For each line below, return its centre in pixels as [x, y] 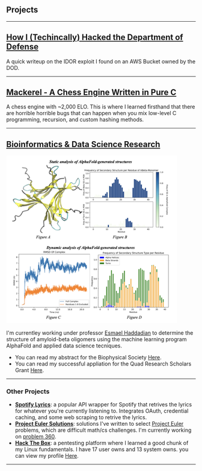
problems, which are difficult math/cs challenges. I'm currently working [103, 430]
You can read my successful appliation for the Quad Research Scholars [103, 364]
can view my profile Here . [47, 456]
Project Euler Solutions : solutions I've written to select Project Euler [99, 424]
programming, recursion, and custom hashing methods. [75, 119]
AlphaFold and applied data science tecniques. [64, 346]
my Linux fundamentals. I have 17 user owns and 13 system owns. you [102, 449]
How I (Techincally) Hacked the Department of [95, 38]
